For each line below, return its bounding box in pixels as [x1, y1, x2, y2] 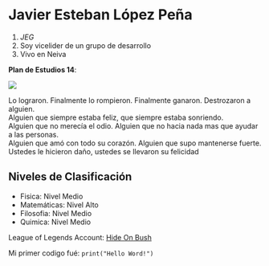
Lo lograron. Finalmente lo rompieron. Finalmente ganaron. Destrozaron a [8, 95, 251, 105]
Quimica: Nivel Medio [19, 217, 91, 227]
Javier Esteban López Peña [8, 6, 193, 24]
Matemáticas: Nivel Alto [19, 199, 99, 210]
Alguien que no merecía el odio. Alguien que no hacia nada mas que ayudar [8, 121, 259, 130]
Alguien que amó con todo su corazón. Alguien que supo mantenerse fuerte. [8, 138, 262, 148]
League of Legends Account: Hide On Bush [8, 232, 153, 242]
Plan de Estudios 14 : [8, 64, 77, 74]
